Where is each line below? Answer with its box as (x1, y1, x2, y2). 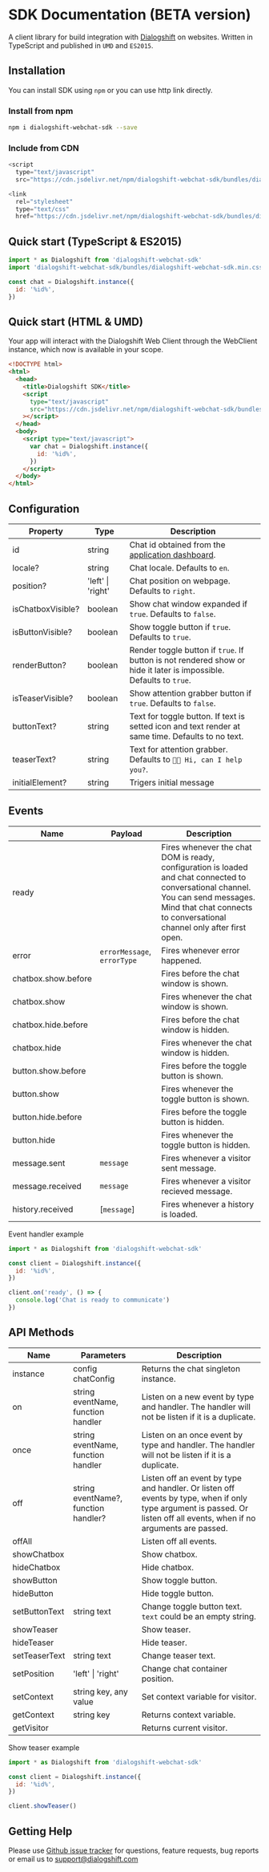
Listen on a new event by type (141, 1391, 255, 1402)
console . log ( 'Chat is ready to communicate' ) (15, 1296, 171, 1305)
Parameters (80, 1350, 126, 1361)
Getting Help (8, 1824, 73, 1838)
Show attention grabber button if (129, 688, 252, 699)
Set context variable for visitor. (141, 1691, 257, 1702)
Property (28, 526, 64, 537)
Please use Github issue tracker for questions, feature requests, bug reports (8, 1846, 259, 1855)
